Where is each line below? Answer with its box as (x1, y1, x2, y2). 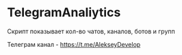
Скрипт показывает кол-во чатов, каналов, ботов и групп (7, 27, 176, 35)
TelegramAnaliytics (7, 5, 121, 20)
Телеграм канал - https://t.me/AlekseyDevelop (7, 40, 141, 48)
